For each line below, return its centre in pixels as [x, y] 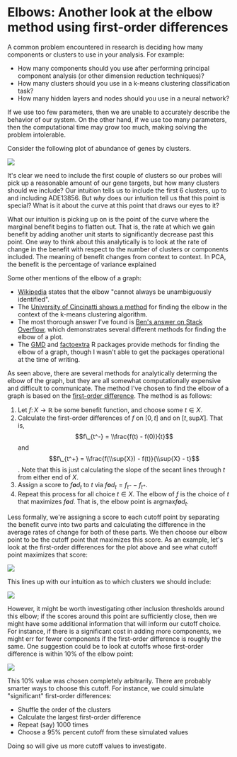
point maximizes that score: [48, 554]
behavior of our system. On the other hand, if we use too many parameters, [117, 119]
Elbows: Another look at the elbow [110, 12]
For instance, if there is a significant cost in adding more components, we [114, 631]
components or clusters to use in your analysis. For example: [96, 55]
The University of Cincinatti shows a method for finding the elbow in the [122, 307]
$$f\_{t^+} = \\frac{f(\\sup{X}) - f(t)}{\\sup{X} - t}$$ [124, 458]
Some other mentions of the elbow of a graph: [75, 278]
